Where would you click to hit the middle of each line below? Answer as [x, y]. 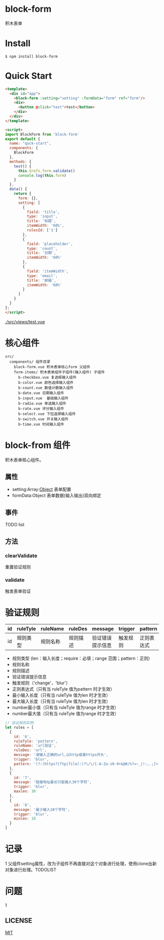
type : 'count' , [42, 248]
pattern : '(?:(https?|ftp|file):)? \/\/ [54, 764]
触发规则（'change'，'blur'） [41, 683]
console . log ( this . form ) [42, 175]
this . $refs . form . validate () [47, 171]
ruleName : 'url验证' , [35, 746]
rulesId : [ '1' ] [42, 230]
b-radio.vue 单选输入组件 [42, 403]
